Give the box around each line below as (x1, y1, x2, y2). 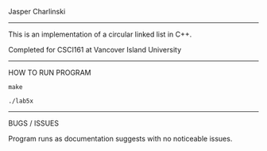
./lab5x (8, 97, 34, 105)
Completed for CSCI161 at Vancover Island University (8, 45, 182, 54)
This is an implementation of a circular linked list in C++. (8, 29, 192, 39)
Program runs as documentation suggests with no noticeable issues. (8, 134, 233, 143)
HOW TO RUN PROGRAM (8, 68, 91, 77)
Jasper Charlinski (8, 7, 66, 16)
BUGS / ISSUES (8, 118, 60, 128)
